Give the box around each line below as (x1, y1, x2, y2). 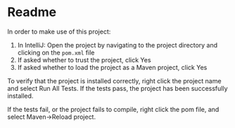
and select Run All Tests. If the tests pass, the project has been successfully (7, 84, 228, 92)
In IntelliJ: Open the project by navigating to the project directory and (17, 41, 218, 49)
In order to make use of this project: (7, 27, 111, 36)
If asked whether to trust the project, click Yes (17, 55, 151, 64)
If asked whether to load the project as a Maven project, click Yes (17, 63, 208, 71)
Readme (7, 4, 57, 20)
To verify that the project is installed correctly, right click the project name (7, 76, 222, 85)
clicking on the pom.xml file (17, 48, 95, 57)
